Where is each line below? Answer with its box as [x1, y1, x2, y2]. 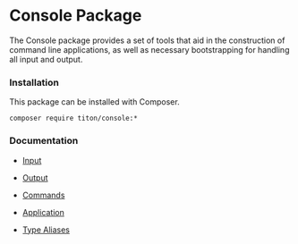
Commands [21, 189, 65, 200]
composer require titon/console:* [9, 114, 139, 123]
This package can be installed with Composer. [9, 97, 181, 107]
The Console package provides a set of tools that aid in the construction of [9, 35, 285, 46]
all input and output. [9, 54, 83, 64]
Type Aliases [21, 224, 70, 235]
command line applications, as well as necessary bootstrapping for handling [9, 44, 290, 55]
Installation [9, 76, 60, 88]
